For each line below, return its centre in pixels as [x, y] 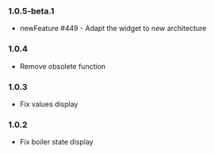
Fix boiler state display [56, 142]
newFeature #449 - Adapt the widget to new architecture [113, 29]
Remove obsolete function [63, 66]
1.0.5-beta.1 [31, 11]
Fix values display [49, 104]
